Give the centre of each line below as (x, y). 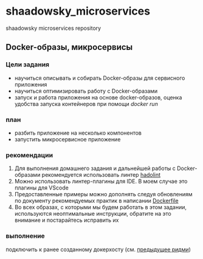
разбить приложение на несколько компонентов (78, 133)
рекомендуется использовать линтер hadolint (101, 175)
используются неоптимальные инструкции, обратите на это (93, 214)
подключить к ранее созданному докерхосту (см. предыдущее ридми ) (98, 249)
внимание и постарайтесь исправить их (67, 220)
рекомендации (29, 155)
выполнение (25, 236)
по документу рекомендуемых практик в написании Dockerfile (96, 201)
